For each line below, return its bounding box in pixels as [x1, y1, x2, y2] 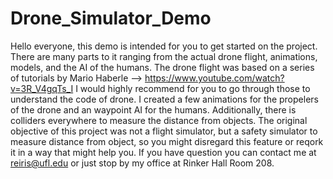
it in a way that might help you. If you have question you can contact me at [10, 146, 317, 158]
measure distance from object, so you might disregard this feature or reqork [10, 135, 324, 147]
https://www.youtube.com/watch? [144, 72, 285, 84]
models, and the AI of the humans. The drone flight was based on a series [10, 61, 315, 73]
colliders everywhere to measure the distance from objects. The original [10, 114, 308, 126]
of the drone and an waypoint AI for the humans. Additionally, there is [10, 103, 297, 116]
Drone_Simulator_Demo [10, 7, 212, 30]
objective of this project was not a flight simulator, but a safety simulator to [10, 125, 318, 137]
